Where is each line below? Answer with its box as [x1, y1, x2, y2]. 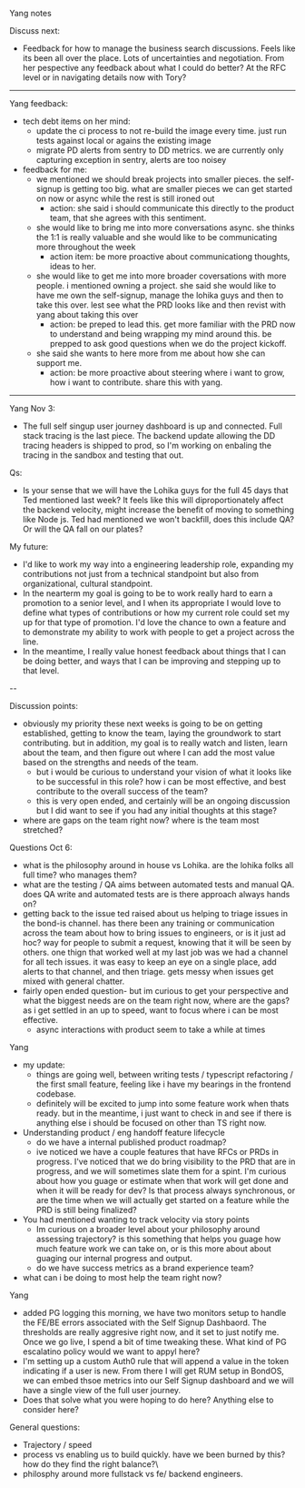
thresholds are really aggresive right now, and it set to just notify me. [22, 1327, 280, 1337]
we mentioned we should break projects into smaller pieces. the [35, 174, 275, 185]
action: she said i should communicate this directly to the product [49, 203, 295, 213]
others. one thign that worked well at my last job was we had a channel [22, 946, 289, 957]
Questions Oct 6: [9, 842, 73, 853]
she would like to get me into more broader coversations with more [35, 270, 287, 281]
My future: [9, 542, 49, 552]
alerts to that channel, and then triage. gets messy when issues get [22, 967, 274, 977]
